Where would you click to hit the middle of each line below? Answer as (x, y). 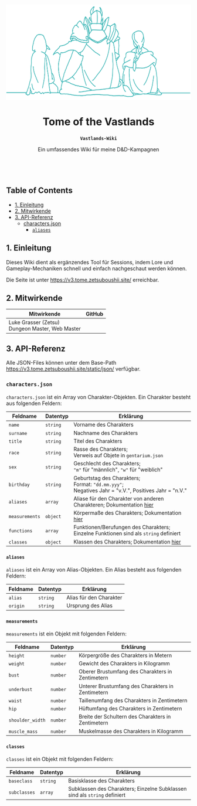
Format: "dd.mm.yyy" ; (98, 484)
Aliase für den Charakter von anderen (118, 498)
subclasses (22, 793)
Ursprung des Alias (90, 606)
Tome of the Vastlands (98, 122)
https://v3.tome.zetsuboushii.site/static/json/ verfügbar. (73, 369)
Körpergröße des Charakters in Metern (125, 655)
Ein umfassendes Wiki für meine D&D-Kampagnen (98, 149)
